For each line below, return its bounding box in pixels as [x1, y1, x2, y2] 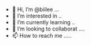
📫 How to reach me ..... [12, 32, 72, 39]
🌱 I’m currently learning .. [12, 19, 75, 26]
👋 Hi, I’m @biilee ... [12, 6, 59, 13]
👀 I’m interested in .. [12, 12, 62, 19]
